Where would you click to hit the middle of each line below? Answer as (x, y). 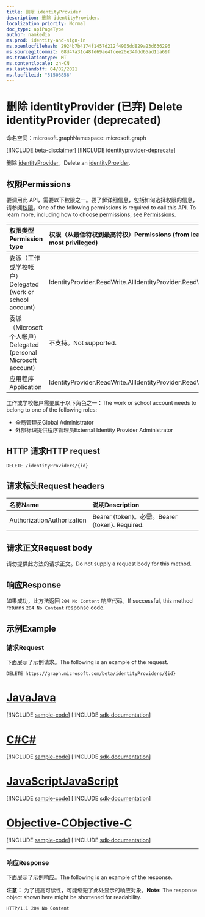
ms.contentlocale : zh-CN (38, 63)
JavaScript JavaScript (63, 781)
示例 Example (31, 628)
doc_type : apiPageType (35, 29)
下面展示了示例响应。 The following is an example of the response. (89, 877)
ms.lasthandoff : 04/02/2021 (42, 69)
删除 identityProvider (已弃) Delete (95, 107)
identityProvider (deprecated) (84, 120)
